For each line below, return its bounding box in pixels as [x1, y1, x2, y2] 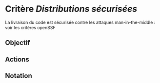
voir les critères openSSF [5, 24, 56, 30]
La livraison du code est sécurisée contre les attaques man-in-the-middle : [5, 19, 156, 25]
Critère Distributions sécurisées [5, 3, 138, 15]
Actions [5, 55, 29, 64]
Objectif [5, 39, 30, 47]
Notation [5, 72, 33, 80]
